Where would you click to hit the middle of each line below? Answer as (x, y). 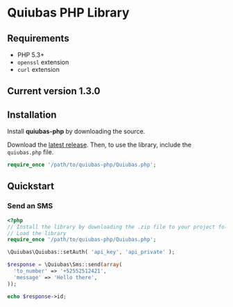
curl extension (38, 69)
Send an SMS (30, 206)
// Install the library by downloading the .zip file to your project (111, 227)
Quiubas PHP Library (68, 13)
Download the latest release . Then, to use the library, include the (100, 145)
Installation (32, 114)
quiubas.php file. (31, 152)
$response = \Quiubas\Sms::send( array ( (65, 265)
